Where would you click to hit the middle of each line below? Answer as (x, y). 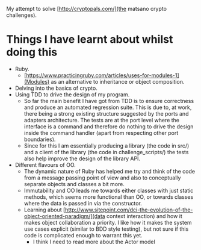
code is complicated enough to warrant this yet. (83, 235)
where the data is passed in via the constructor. (83, 203)
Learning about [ (45, 210)
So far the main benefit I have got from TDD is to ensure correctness (109, 101)
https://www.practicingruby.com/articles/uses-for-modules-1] (103, 75)
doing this (32, 52)
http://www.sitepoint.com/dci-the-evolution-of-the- (129, 210)
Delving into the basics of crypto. (56, 88)
